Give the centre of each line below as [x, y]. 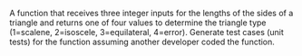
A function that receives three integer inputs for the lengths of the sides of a [151, 13]
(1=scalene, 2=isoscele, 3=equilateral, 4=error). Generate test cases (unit [146, 32]
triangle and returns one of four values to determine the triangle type [138, 23]
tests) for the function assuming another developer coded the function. [142, 42]
